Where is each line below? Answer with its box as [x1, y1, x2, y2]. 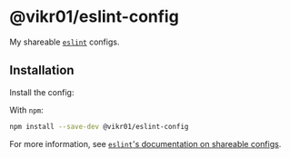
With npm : [9, 104, 44, 115]
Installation [9, 63, 75, 78]
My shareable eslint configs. [9, 36, 120, 47]
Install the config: [9, 86, 75, 97]
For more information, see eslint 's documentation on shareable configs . [9, 138, 282, 149]
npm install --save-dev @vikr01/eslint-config [9, 122, 189, 131]
